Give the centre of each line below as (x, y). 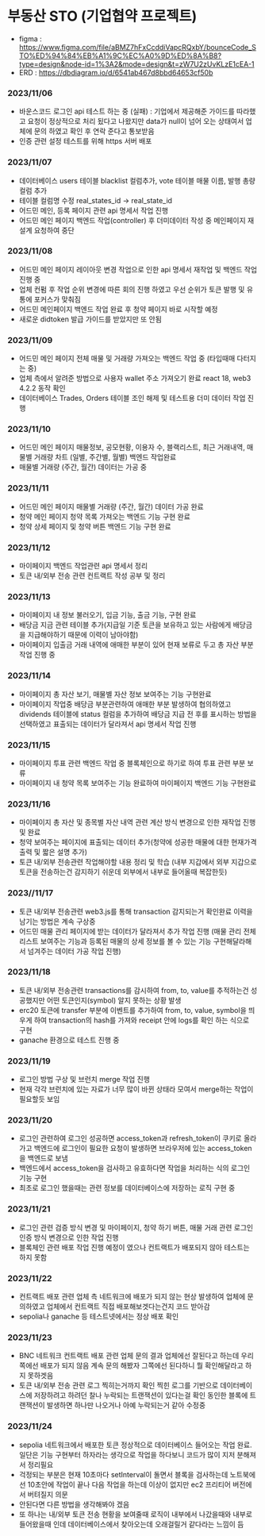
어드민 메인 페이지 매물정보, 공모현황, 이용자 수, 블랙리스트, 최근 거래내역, (132, 447)
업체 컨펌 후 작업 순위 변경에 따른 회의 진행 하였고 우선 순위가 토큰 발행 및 (132, 289)
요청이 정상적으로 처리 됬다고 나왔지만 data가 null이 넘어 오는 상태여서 (136, 121)
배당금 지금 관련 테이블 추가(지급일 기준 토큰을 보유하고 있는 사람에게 (125, 625)
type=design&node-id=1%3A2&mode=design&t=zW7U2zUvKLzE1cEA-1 (136, 64)
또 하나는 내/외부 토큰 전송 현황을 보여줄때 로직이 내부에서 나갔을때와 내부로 (136, 1514)
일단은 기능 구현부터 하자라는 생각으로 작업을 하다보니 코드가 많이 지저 (127, 1454)
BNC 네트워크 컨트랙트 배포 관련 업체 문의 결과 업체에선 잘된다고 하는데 (129, 1356)
